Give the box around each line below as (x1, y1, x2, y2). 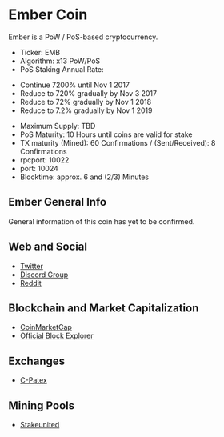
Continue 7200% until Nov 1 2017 (19, 80, 130, 90)
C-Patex (19, 375, 48, 385)
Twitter (19, 261, 44, 271)
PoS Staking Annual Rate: (19, 64, 104, 74)
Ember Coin (8, 6, 88, 24)
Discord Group (19, 270, 69, 279)
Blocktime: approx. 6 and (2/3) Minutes (19, 172, 150, 182)
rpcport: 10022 (19, 154, 70, 165)
